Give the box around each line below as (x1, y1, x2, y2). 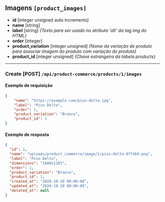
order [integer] (12, 38, 43, 44)
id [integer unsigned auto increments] (12, 17, 89, 23)
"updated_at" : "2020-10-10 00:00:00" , (9, 184, 89, 189)
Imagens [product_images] (5, 4, 87, 12)
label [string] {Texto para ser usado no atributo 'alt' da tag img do (12, 27, 147, 33)
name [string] (12, 22, 40, 28)
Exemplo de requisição (5, 83, 53, 88)
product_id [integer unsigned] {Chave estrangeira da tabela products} (12, 54, 156, 59)
